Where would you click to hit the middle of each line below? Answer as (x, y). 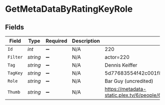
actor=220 (117, 57)
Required (57, 41)
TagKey (15, 73)
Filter (15, 57)
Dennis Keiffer (121, 65)
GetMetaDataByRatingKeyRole (69, 9)
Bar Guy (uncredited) (129, 81)
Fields (15, 27)
